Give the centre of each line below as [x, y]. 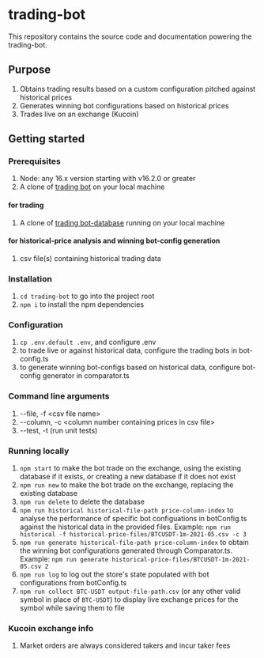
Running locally [39, 451]
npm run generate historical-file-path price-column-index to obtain [134, 543]
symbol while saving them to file [72, 608]
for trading [26, 205]
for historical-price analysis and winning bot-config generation [114, 241]
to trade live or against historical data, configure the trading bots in [128, 350]
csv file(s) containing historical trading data [91, 258]
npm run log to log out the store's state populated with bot [114, 574]
